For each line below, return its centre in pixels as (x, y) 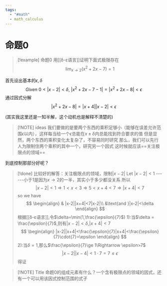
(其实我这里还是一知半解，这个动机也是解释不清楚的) (59, 117)
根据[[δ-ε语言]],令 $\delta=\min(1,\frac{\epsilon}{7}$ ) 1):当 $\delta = (86, 217)
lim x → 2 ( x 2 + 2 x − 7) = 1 (90, 69)
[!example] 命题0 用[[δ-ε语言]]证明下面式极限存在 (68, 60)
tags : (11, 10)
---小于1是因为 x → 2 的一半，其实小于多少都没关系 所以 (74, 180)
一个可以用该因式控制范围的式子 (55, 279)
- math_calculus (26, 19)
